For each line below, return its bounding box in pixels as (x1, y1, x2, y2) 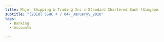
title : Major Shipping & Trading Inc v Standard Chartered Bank (5, 7, 139, 12)
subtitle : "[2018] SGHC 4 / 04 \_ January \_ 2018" (5, 12, 104, 17)
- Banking (9, 21, 29, 26)
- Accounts (9, 25, 32, 30)
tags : (5, 16, 16, 21)
